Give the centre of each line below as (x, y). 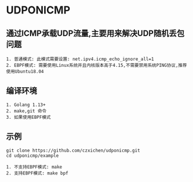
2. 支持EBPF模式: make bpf (37, 173)
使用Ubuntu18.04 (25, 71)
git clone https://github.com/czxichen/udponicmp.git (73, 150)
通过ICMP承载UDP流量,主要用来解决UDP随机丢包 (95, 33)
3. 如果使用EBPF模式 (28, 117)
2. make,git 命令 (26, 111)
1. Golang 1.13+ (26, 105)
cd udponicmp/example (33, 156)
